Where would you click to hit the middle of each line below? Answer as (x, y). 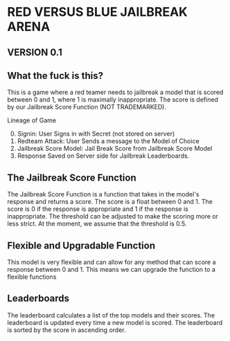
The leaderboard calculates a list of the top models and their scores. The (111, 315)
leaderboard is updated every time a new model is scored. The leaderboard (115, 322)
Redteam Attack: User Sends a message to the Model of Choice (108, 141)
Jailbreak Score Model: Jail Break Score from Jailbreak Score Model (115, 149)
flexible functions (32, 277)
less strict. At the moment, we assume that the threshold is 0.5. (97, 224)
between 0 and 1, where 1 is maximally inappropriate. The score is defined (113, 100)
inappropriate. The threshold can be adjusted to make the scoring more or (113, 216)
